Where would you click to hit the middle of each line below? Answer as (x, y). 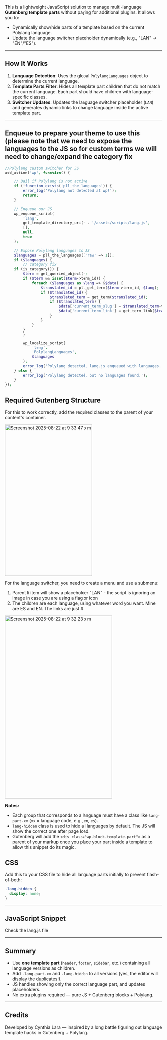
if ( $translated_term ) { (75, 302)
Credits (17, 1015)
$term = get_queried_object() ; (55, 274)
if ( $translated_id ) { (64, 292)
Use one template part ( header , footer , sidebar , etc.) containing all (81, 963)
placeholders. (26, 989)
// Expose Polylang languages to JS (52, 251)
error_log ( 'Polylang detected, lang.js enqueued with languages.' (93, 366)
